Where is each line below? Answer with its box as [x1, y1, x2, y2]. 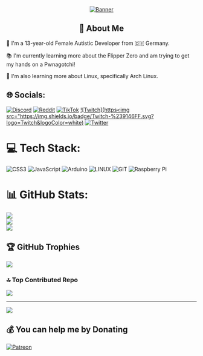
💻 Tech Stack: [6, 141, 81, 155]
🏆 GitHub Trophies [6, 242, 80, 252]
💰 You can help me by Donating [6, 325, 128, 335]
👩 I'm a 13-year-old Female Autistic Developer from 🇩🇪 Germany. [6, 39, 170, 47]
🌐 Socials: [6, 90, 46, 101]
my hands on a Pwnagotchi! [6, 61, 76, 68]
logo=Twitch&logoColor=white [6, 119, 82, 126]
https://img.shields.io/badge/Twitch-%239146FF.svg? [20, 112, 154, 120]
